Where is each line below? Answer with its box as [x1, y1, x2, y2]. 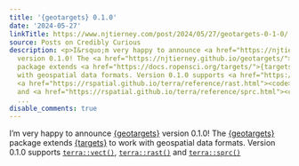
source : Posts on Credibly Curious [9, 37, 141, 47]
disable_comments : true [9, 104, 98, 113]
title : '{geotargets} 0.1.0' [9, 12, 117, 22]
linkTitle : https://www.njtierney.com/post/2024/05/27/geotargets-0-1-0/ [9, 29, 289, 38]
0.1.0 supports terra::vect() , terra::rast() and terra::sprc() [9, 147, 241, 158]
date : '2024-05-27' [9, 21, 82, 30]
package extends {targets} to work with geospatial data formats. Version [9, 138, 276, 148]
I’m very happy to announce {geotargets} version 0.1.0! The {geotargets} [9, 128, 275, 138]
